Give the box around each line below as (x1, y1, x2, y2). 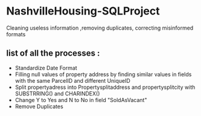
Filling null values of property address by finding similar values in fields (14, 71, 192, 78)
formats (6, 30, 26, 37)
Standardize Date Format (14, 64, 77, 71)
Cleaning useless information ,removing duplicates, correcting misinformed (6, 24, 194, 31)
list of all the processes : (6, 48, 100, 59)
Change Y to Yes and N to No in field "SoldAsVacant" (14, 96, 147, 103)
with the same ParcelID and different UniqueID (14, 77, 131, 84)
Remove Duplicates (14, 103, 63, 110)
